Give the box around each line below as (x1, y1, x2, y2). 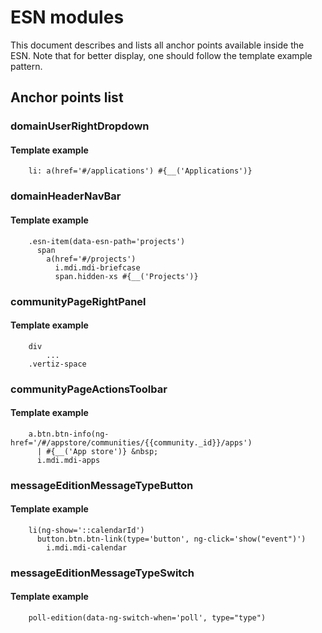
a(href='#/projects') (46, 254, 137, 264)
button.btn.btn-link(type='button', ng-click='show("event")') (36, 534, 307, 544)
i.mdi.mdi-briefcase (54, 262, 141, 273)
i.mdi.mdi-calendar (46, 542, 128, 553)
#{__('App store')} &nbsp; (46, 446, 159, 456)
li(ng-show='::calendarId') (28, 525, 145, 535)
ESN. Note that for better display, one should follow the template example (10, 49, 313, 61)
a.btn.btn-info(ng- (28, 429, 110, 439)
